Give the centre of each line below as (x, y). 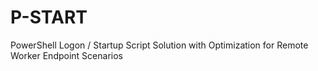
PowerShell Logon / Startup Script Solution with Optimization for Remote (159, 45)
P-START (49, 17)
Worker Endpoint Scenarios (66, 55)
